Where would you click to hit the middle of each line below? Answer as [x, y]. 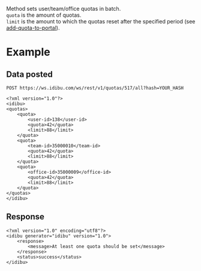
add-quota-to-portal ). [33, 28]
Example [28, 52]
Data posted [29, 74]
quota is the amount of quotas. [44, 15]
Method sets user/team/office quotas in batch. [64, 9]
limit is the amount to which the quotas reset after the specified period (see [101, 21]
